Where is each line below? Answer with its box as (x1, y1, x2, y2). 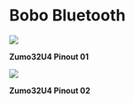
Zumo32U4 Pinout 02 (9, 85, 91, 96)
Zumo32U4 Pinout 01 (9, 51, 90, 62)
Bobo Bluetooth (9, 5, 126, 26)
